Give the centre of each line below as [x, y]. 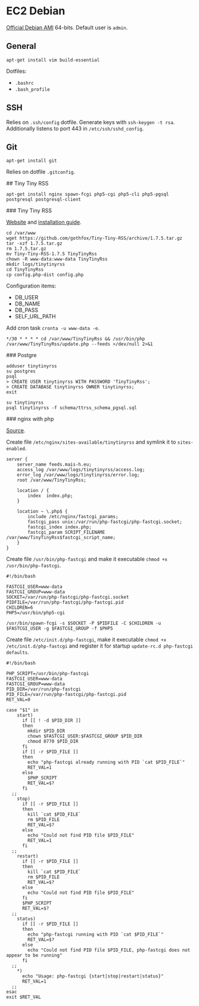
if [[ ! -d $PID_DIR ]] [52, 721]
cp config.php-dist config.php [45, 275]
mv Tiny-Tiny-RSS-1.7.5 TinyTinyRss [52, 254]
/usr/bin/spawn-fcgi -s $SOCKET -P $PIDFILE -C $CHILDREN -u [84, 623]
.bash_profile [32, 89]
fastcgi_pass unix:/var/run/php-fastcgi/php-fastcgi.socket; [105, 522]
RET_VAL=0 [18, 700]
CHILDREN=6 [20, 608]
